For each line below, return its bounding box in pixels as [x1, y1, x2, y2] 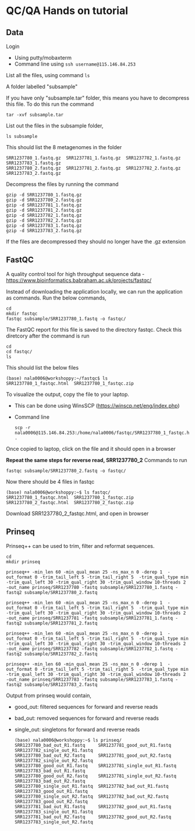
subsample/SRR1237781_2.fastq [24, 620, 98, 626]
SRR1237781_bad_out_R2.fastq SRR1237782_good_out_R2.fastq [14, 814, 172, 820]
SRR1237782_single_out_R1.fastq [14, 747, 93, 753]
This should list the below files [6, 364, 79, 371]
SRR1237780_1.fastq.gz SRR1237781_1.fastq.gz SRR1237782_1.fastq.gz [6, 155, 181, 161]
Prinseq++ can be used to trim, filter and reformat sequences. [6, 542, 155, 549]
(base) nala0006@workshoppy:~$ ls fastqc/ [6, 489, 111, 495]
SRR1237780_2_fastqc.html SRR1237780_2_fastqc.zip [6, 499, 134, 505]
